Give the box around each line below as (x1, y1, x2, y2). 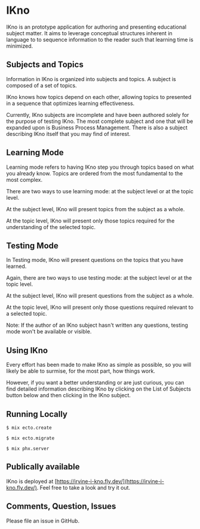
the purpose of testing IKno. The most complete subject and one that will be (6, 117, 193, 125)
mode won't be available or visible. (6, 328, 92, 335)
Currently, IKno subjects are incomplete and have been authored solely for (6, 111, 189, 118)
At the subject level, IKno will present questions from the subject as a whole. (6, 292, 194, 299)
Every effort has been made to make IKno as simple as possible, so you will (6, 361, 192, 369)
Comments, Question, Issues (6, 502, 116, 512)
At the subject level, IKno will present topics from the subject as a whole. (6, 205, 185, 212)
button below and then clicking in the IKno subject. (6, 392, 131, 399)
